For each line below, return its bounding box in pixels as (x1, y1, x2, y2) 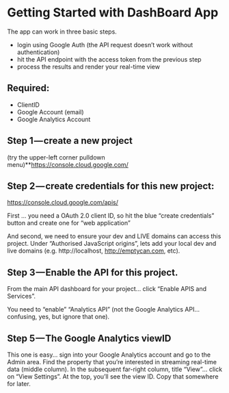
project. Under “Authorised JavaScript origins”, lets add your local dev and (7, 240, 217, 248)
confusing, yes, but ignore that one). (7, 313, 110, 321)
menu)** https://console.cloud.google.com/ (7, 160, 129, 168)
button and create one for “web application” (7, 219, 131, 227)
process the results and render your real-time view (16, 62, 161, 71)
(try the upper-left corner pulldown (7, 153, 106, 162)
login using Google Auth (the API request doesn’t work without (16, 40, 193, 49)
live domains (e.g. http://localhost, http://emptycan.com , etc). (7, 246, 180, 255)
